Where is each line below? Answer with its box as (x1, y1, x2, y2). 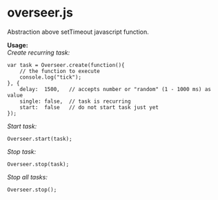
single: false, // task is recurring (19, 98, 131, 105)
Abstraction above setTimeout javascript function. (7, 28, 150, 36)
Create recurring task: (7, 48, 70, 57)
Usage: (7, 41, 29, 49)
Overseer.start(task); (7, 135, 72, 142)
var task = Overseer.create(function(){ (7, 61, 126, 68)
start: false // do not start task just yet (19, 103, 159, 111)
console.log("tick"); (19, 74, 81, 81)
